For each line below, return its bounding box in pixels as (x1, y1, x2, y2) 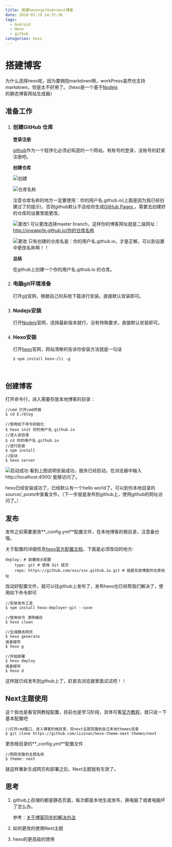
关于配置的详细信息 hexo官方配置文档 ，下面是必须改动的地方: (5, 546, 134, 552)
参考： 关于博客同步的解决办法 (12, 814, 76, 820)
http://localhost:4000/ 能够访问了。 (5, 474, 80, 480)
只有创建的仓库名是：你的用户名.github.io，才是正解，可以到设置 (28, 238, 165, 244)
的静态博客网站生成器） (5, 90, 55, 96)
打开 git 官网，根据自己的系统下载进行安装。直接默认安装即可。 (12, 293, 144, 299)
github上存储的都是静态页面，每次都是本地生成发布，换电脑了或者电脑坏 (12, 797, 165, 803)
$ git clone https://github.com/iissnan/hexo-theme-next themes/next (5, 731, 157, 736)
